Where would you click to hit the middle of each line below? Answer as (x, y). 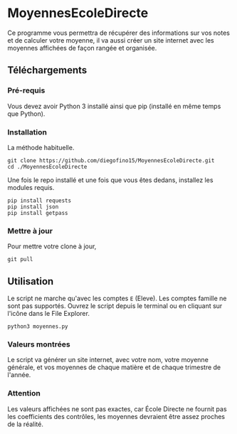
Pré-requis (26, 90)
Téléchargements (47, 70)
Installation (27, 132)
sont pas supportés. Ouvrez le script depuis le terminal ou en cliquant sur (115, 306)
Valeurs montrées (39, 344)
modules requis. (31, 187)
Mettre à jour (30, 231)
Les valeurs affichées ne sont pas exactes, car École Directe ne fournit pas (117, 409)
